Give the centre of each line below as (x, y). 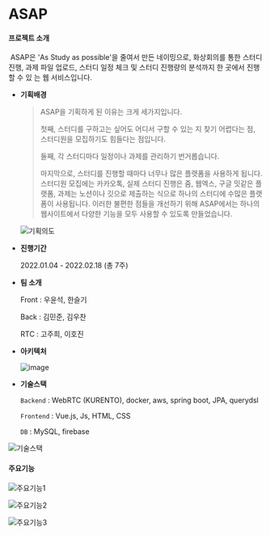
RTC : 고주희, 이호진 (52, 334)
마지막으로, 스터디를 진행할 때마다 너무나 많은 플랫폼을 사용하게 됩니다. (151, 174)
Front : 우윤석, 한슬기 (53, 300)
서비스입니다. (72, 78)
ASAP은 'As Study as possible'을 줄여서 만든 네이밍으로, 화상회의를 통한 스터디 (136, 57)
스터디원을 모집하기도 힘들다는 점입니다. (103, 139)
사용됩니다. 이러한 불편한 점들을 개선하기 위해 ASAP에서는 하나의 (158, 204)
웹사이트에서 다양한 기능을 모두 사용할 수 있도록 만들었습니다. (136, 214)
